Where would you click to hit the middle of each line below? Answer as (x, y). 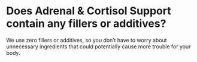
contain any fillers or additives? (86, 24)
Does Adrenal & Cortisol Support (89, 11)
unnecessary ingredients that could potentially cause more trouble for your (99, 46)
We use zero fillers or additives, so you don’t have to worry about (87, 40)
